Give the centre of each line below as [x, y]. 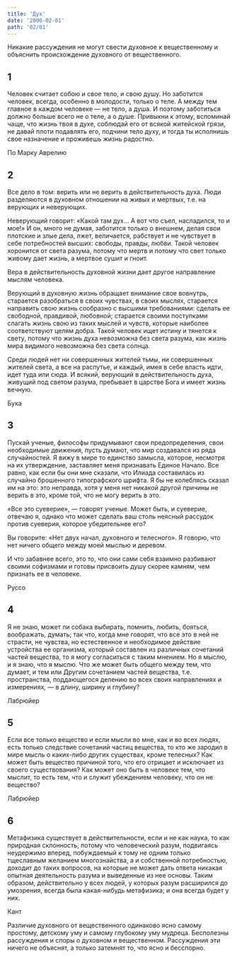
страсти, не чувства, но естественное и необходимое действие [104, 641]
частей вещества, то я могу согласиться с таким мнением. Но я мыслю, [117, 657]
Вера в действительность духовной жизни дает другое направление [111, 272]
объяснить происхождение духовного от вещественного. [94, 54]
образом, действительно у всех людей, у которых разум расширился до [117, 883]
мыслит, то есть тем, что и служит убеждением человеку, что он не [110, 777]
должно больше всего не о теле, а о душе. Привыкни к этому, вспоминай [119, 117]
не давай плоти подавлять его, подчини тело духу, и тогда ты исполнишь [118, 132]
